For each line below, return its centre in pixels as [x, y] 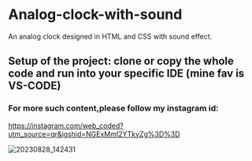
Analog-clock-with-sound [95, 15]
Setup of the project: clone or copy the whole [121, 61]
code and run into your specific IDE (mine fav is [126, 74]
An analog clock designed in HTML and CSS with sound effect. [110, 36]
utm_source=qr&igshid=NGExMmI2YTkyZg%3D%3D [94, 134]
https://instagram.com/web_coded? [66, 125]
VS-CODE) [35, 86]
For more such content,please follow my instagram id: [113, 108]
